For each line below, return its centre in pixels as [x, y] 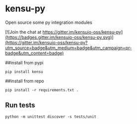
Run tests [20, 105]
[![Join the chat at [23, 32]
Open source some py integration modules [49, 22]
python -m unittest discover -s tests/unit [51, 117]
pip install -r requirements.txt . [42, 90]
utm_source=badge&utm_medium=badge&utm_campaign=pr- [68, 48]
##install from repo [25, 81]
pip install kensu [24, 72]
